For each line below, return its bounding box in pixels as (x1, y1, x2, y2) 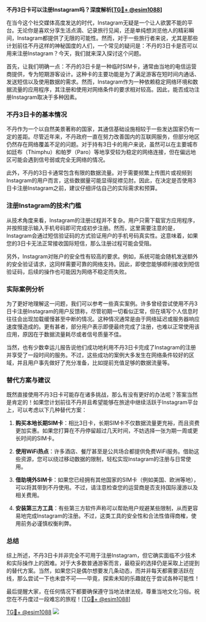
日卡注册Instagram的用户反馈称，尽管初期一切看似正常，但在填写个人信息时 (6, 307, 198, 315)
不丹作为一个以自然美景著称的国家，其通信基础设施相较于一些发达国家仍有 (6, 125, 194, 133)
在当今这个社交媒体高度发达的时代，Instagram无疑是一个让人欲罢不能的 (6, 19, 188, 26)
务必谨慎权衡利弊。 (26, 520, 75, 527)
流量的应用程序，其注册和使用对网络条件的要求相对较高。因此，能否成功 (11, 86, 194, 93)
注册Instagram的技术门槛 (6, 201, 82, 210)
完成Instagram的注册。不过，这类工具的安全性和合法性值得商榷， (26, 512, 191, 519)
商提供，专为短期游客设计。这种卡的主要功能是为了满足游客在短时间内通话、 (6, 71, 200, 77)
